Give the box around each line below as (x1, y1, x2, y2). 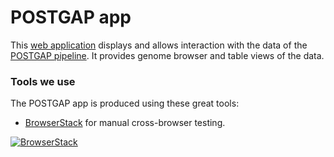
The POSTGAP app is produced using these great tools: (10, 97, 240, 110)
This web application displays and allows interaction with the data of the (10, 39, 308, 51)
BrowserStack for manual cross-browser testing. (24, 117, 226, 129)
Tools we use (10, 74, 76, 88)
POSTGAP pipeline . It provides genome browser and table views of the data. (10, 49, 325, 61)
